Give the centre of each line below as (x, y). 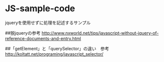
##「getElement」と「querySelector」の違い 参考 (57, 48)
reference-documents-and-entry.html (43, 38)
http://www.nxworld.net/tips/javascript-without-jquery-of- (100, 33)
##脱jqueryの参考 (23, 33)
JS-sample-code (40, 9)
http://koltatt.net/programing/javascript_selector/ (54, 54)
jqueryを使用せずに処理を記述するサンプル (48, 22)
